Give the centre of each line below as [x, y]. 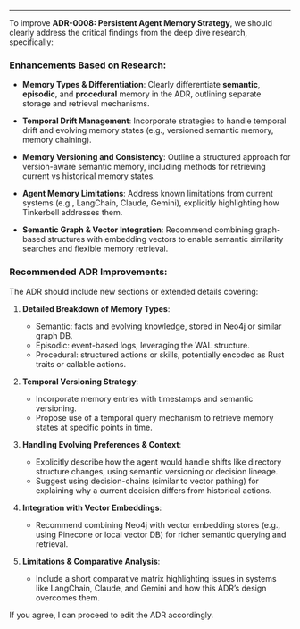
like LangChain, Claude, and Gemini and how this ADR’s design [151, 588]
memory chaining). [57, 140]
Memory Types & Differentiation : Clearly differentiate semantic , [141, 85]
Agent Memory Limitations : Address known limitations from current [148, 194]
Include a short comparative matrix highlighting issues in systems [156, 578]
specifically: [31, 42]
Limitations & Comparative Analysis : [91, 561]
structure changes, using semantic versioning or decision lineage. [157, 471]
